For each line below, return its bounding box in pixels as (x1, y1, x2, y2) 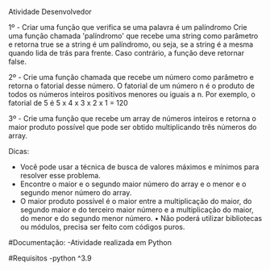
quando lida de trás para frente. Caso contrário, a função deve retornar (8, 48, 244, 57)
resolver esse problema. (19, 171, 101, 180)
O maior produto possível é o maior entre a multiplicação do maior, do (19, 197, 252, 206)
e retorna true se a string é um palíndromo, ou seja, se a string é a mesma (8, 40, 254, 49)
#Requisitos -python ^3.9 (8, 253, 92, 263)
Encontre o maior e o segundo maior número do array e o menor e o (19, 179, 247, 189)
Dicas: (8, 147, 30, 156)
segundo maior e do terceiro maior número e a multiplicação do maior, (19, 205, 254, 215)
